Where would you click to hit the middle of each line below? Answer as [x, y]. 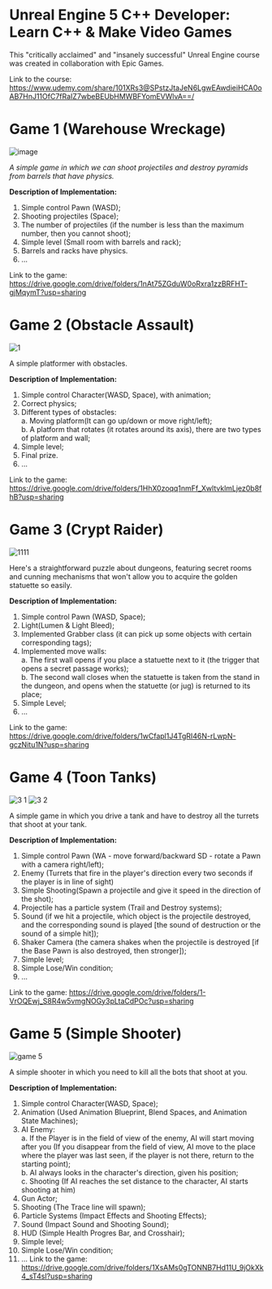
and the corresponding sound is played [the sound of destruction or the [141, 924]
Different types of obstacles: [69, 412]
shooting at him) [48, 1190]
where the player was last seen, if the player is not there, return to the [137, 1155]
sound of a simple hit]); [60, 933]
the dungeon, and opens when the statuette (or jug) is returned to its [136, 686]
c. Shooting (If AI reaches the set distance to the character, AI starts [134, 1181]
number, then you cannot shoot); [76, 233]
